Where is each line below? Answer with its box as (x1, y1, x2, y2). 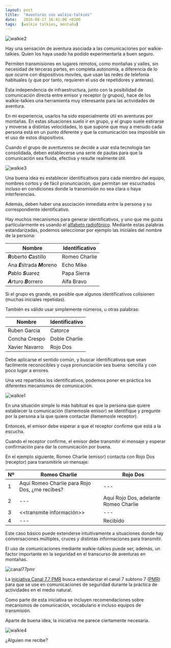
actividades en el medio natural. (5, 587, 72, 593)
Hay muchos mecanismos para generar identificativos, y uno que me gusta (5, 216, 163, 222)
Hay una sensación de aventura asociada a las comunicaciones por (5, 45, 147, 51)
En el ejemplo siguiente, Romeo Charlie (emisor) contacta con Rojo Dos (5, 454, 155, 460)
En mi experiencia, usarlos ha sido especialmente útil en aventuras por (5, 113, 154, 119)
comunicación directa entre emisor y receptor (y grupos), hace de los (5, 92, 151, 98)
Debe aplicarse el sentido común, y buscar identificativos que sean (5, 357, 147, 363)
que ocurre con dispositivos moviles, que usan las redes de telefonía (5, 72, 149, 78)
